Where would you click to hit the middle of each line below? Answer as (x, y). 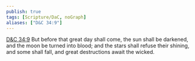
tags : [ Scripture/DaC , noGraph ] (46, 17)
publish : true (24, 12)
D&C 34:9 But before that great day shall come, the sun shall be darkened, (97, 40)
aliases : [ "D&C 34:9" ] (34, 23)
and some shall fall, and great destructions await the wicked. (80, 52)
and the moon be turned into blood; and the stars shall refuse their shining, (98, 46)
